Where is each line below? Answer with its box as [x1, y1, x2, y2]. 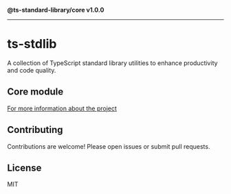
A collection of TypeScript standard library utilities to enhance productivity [7, 58, 218, 67]
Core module [7, 86, 64, 98]
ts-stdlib [7, 36, 57, 52]
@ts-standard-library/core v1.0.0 [7, 6, 104, 14]
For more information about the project [7, 104, 117, 112]
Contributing [7, 124, 63, 136]
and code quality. [7, 66, 56, 74]
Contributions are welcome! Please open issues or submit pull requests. [7, 142, 210, 150]
